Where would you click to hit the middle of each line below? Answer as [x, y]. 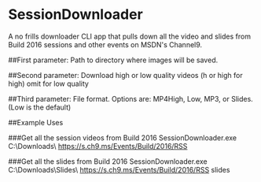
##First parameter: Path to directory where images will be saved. [113, 60]
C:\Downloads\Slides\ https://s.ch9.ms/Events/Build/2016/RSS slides [119, 169]
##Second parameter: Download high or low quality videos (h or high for [125, 75]
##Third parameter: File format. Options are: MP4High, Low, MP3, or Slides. [130, 98]
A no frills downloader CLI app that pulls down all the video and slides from [130, 36]
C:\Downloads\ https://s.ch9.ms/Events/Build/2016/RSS [98, 146]
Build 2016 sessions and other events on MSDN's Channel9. [105, 44]
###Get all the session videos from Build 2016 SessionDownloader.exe [123, 137]
